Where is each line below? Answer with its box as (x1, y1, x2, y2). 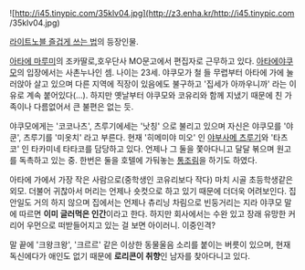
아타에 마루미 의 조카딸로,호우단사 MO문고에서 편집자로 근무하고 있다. (9, 56, 255, 67)
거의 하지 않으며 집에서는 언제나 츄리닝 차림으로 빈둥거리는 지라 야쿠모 (33, 197, 283, 208)
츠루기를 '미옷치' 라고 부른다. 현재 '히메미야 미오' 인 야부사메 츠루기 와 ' (22, 132, 274, 142)
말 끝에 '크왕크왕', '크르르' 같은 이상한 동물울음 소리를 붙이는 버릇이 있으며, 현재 (9, 239, 291, 250)
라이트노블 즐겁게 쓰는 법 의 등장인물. (9, 36, 139, 47)
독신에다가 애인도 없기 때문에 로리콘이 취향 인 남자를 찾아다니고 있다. (9, 251, 251, 261)
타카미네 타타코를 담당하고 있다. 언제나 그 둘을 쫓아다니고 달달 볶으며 (30, 143, 275, 154)
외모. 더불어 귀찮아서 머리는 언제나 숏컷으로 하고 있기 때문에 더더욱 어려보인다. (9, 186, 288, 196)
